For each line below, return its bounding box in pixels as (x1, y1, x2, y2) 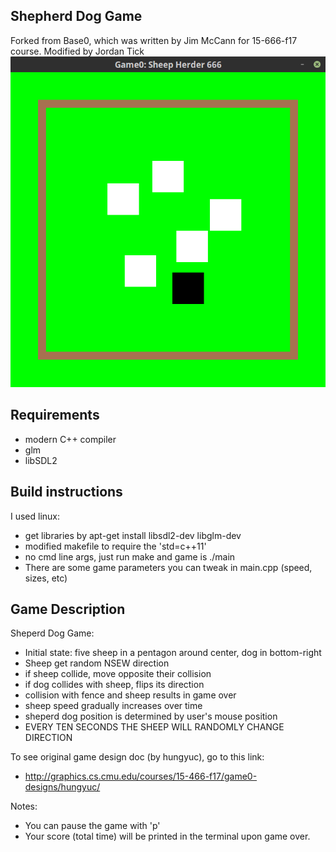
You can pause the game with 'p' (24, 820, 161, 832)
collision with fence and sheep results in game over (24, 689, 237, 701)
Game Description (10, 601, 126, 618)
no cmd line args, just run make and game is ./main (24, 550, 236, 563)
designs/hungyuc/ (24, 781, 101, 793)
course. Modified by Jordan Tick (10, 45, 145, 57)
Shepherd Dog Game (10, 8, 143, 25)
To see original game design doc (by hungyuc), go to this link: (10, 751, 265, 763)
